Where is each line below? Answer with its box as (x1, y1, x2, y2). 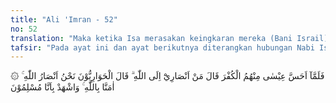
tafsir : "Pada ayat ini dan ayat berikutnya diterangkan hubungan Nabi (10, 42, 315, 53)
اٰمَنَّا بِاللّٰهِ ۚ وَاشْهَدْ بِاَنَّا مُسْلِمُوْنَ (10, 81, 115, 93)
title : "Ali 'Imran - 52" (10, 14, 118, 25)
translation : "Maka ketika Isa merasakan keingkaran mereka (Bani (10, 33, 293, 43)
